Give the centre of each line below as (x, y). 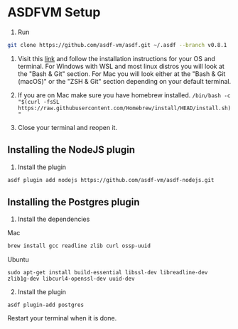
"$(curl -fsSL (38, 102)
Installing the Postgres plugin (74, 202)
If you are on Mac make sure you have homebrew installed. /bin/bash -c (124, 95)
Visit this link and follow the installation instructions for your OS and (116, 58)
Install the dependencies (54, 219)
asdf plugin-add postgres (45, 305)
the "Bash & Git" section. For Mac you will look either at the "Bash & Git (121, 74)
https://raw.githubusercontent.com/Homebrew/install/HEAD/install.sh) (124, 108)
